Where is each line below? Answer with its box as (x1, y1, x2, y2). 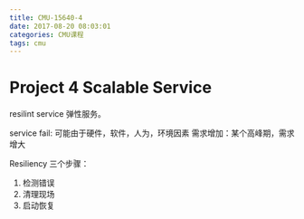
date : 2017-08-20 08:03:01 (9, 22, 111, 31)
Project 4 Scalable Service (9, 78, 213, 98)
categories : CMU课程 (9, 30, 84, 39)
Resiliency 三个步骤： (9, 158, 90, 169)
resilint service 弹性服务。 (9, 109, 106, 119)
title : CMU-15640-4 (9, 13, 83, 23)
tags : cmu (9, 38, 47, 48)
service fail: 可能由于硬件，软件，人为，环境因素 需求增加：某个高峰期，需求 (9, 128, 295, 138)
